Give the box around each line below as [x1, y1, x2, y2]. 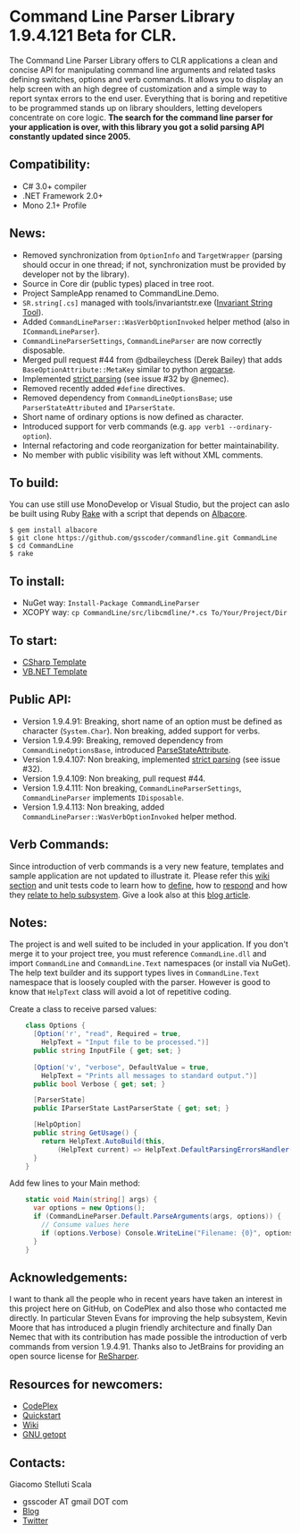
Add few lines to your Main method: [9, 1178, 141, 1188]
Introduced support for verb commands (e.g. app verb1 [21, 421, 225, 432]
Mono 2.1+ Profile [21, 200, 87, 210]
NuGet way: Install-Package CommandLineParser [21, 597, 200, 608]
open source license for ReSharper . [9, 1350, 140, 1362]
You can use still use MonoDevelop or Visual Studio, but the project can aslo [9, 499, 290, 510]
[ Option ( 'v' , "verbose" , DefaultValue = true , [32, 1063, 210, 1072]
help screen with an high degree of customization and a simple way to [9, 83, 268, 94]
